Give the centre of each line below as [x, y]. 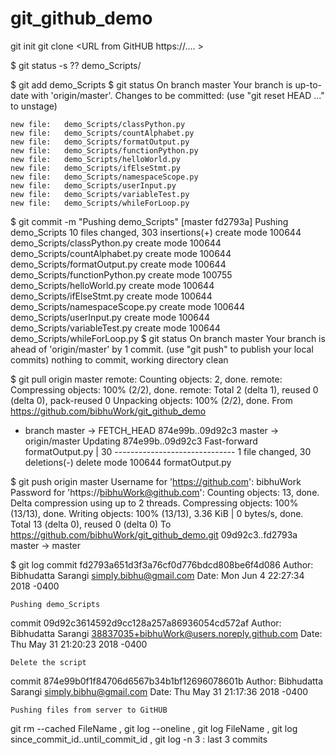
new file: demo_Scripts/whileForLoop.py [100, 203]
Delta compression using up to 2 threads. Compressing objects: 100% [154, 503]
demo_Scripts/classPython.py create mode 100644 [116, 243]
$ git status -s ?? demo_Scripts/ [76, 65]
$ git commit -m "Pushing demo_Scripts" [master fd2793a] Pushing [149, 221]
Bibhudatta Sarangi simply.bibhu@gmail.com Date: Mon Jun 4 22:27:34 [157, 575]
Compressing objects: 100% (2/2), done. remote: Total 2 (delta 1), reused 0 [164, 389]
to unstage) [34, 106]
